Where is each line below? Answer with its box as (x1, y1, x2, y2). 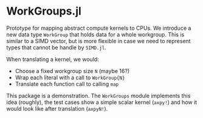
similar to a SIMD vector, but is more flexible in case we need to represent (6, 37, 191, 44)
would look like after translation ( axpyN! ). (6, 105, 108, 112)
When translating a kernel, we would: (6, 55, 99, 63)
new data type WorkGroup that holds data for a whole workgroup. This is (6, 30, 185, 38)
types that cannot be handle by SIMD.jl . (6, 44, 106, 51)
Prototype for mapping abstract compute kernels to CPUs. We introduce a (6, 24, 191, 32)
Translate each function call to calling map (15, 80, 119, 88)
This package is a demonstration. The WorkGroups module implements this (6, 92, 191, 99)
